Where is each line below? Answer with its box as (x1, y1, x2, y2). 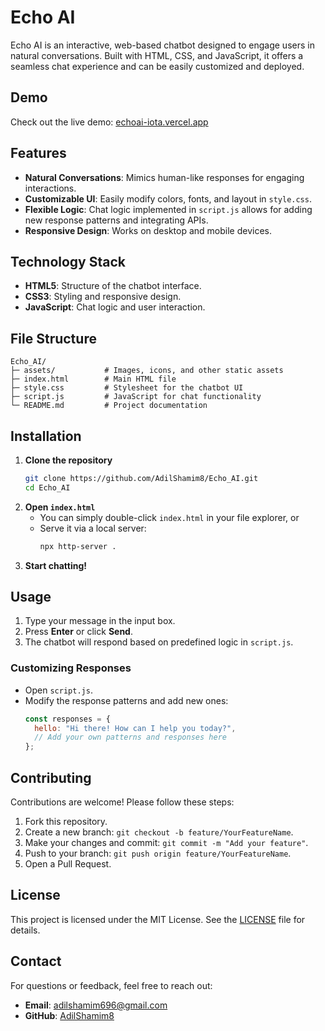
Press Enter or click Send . (24, 626, 133, 638)
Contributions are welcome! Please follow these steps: (10, 796, 235, 808)
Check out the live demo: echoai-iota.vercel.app (10, 116, 209, 128)
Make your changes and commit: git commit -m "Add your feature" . (24, 837, 309, 849)
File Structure (10, 330, 97, 347)
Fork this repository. (24, 816, 108, 828)
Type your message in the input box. (24, 615, 176, 627)
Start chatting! (24, 559, 87, 571)
